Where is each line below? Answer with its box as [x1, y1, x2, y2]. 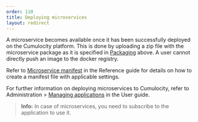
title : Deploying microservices [6, 14, 87, 20]
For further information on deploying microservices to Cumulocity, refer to [6, 85, 190, 92]
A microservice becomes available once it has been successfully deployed [6, 36, 191, 44]
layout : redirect [6, 20, 50, 26]
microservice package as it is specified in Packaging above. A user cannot [6, 49, 191, 56]
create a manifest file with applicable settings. [6, 73, 120, 81]
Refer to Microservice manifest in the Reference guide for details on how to [6, 67, 192, 74]
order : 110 [6, 8, 34, 15]
